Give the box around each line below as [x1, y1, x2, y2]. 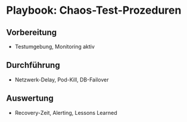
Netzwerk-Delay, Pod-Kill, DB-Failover [14, 76, 109, 83]
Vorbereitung [6, 27, 57, 37]
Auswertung [6, 93, 54, 104]
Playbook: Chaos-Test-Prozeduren [6, 4, 182, 17]
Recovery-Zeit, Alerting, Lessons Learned [14, 109, 117, 116]
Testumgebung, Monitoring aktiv [14, 43, 95, 50]
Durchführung [6, 60, 61, 70]
